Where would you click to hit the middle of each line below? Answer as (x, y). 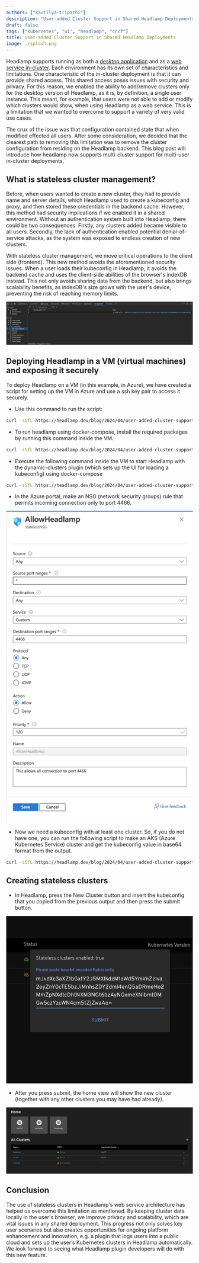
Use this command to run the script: (58, 409)
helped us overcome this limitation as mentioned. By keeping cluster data (95, 1211)
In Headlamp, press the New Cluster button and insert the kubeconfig (99, 895)
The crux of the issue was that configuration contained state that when (93, 129)
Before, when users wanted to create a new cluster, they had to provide (93, 194)
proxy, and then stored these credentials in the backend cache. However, (95, 206)
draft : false (22, 25)
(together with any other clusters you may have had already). (89, 1099)
